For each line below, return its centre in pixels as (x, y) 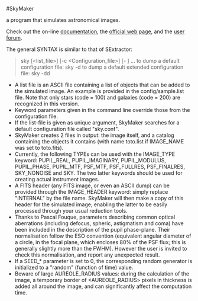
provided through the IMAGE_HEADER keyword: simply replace (91, 192)
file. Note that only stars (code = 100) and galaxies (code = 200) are (98, 97)
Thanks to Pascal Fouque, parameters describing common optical (95, 217)
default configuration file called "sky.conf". (67, 129)
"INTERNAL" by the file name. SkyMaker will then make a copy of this (99, 198)
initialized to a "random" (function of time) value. (74, 267)
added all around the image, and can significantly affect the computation (103, 286)
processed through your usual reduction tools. (71, 211)
